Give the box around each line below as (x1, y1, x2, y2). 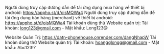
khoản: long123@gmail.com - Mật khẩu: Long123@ (5, 25, 108, 31)
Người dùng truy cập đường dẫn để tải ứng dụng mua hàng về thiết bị (5, 5, 145, 10)
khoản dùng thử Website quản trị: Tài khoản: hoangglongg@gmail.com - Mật (5, 40, 160, 45)
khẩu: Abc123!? (5, 45, 36, 50)
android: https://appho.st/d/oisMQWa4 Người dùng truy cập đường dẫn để (5, 10, 155, 15)
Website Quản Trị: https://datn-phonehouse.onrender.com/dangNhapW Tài (5, 34, 156, 40)
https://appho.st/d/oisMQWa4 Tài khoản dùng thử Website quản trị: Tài (5, 20, 148, 26)
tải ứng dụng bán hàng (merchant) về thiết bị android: (5, 15, 113, 20)
